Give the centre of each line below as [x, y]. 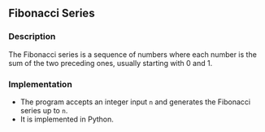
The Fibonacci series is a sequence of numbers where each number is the [133, 54]
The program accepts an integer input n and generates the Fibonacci [135, 102]
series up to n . [44, 110]
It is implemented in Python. [67, 119]
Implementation [41, 84]
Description [32, 37]
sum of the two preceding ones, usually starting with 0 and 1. [111, 63]
